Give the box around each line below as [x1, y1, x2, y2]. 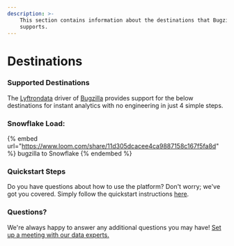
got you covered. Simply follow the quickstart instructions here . [7, 190, 189, 199]
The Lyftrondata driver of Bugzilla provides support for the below [7, 93, 194, 102]
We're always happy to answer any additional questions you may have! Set [7, 223, 221, 231]
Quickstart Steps [7, 167, 66, 176]
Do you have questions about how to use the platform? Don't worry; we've [7, 183, 221, 191]
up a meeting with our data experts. [7, 231, 109, 239]
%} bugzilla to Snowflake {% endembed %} [7, 149, 132, 157]
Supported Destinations [7, 78, 90, 88]
